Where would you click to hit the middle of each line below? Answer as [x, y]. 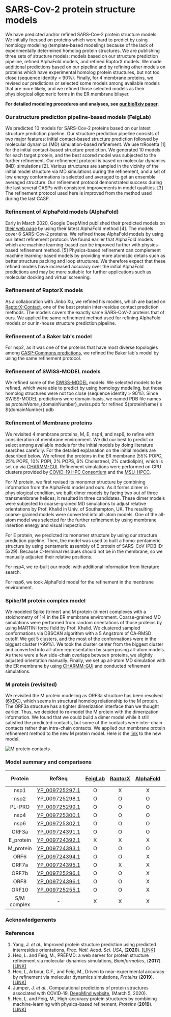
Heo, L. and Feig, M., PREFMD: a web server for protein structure [81, 955]
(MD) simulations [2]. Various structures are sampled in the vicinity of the [82, 166]
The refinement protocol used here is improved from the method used [79, 193]
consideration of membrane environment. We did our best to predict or [79, 439]
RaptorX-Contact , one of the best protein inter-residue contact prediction [82, 307]
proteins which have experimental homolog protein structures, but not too [82, 72]
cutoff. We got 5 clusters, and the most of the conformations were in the [81, 639]
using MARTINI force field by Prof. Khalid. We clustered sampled [73, 628]
